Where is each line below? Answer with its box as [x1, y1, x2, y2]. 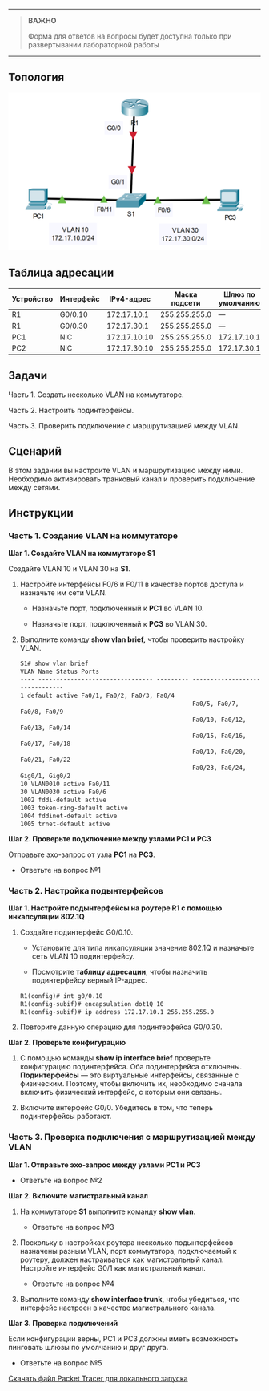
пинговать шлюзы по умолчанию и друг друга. [8, 1342, 169, 1352]
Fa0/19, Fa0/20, [191, 748, 247, 756]
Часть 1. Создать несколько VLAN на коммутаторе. [8, 390, 184, 399]
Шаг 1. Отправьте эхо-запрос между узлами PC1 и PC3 [8, 1160, 202, 1170]
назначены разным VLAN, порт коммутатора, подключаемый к [19, 1246, 238, 1255]
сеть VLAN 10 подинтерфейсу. [31, 951, 135, 961]
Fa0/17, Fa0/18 [19, 740, 71, 748]
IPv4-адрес [109, 294, 151, 303]
